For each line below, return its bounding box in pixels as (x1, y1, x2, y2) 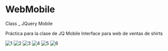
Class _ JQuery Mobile (5, 20, 53, 27)
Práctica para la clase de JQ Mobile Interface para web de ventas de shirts (5, 30, 163, 36)
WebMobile (5, 4, 55, 15)
